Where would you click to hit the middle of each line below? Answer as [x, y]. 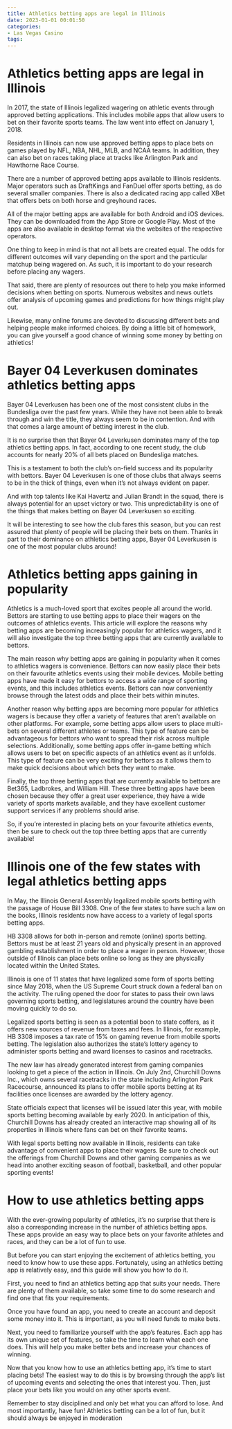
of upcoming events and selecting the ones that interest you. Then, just [109, 1382]
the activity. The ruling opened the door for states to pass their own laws [111, 993]
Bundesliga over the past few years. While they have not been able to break [115, 412]
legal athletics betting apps [87, 881]
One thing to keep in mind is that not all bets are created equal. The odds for [116, 249]
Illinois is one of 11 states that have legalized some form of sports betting [111, 979]
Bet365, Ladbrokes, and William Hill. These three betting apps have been [111, 788]
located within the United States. [54, 965]
